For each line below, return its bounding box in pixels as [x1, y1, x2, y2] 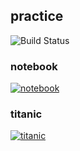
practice [10, 8, 64, 25]
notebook [10, 59, 58, 73]
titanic [10, 107, 43, 121]
